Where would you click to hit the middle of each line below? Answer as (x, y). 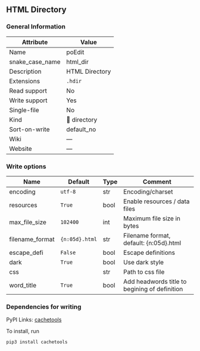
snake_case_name (35, 62)
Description (25, 71)
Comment (157, 182)
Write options (26, 166)
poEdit (75, 52)
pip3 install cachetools (37, 342)
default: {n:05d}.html (152, 243)
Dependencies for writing (44, 306)
